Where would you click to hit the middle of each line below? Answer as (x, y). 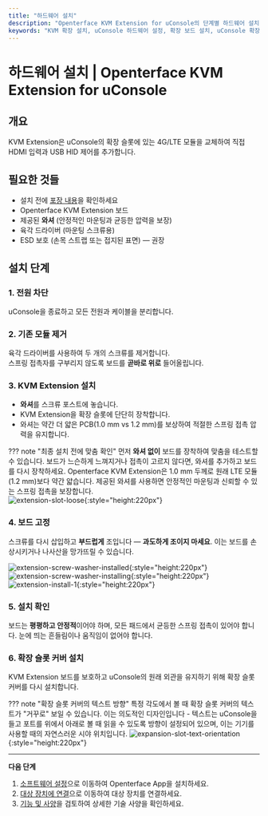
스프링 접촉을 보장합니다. (55, 491)
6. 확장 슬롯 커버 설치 (46, 658)
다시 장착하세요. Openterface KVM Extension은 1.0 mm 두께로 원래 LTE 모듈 (137, 471)
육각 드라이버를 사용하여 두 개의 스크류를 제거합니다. (89, 353)
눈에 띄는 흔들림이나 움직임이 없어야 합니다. (86, 636)
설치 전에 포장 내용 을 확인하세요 (69, 200)
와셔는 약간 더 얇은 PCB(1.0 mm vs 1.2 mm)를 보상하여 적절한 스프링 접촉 (134, 425)
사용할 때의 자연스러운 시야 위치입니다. (68, 734)
